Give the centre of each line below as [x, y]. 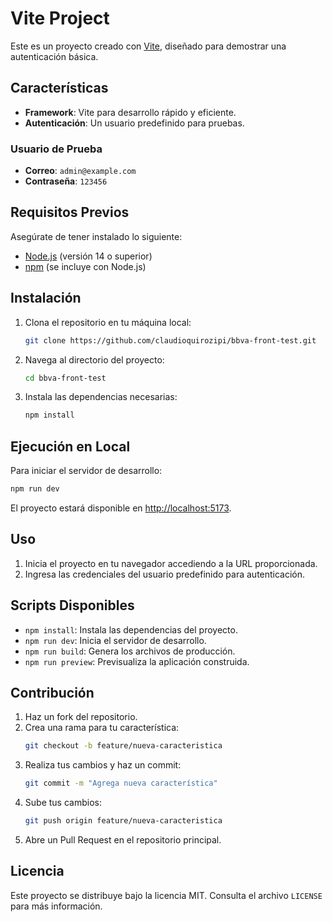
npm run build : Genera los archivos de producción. [130, 651]
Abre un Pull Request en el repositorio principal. [123, 840]
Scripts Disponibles [72, 605]
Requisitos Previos [70, 212]
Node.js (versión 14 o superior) [88, 256]
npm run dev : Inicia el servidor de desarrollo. [115, 640]
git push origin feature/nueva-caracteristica [123, 821]
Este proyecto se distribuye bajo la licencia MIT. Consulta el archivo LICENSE [166, 895]
